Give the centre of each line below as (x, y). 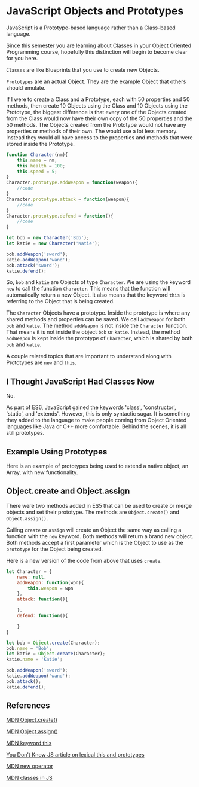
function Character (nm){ (37, 155)
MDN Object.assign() (32, 731)
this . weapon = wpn (50, 588)
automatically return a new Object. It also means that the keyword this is (96, 295)
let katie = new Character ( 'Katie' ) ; (53, 243)
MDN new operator (30, 766)
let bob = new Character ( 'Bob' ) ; (48, 238)
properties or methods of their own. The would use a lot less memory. (92, 131)
